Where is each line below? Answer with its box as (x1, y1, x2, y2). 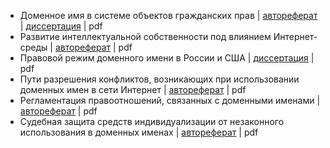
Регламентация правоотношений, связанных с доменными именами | (19, 95, 321, 106)
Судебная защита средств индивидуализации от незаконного (19, 116, 285, 127)
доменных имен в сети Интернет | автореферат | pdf (19, 84, 247, 95)
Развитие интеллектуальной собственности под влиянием (19, 31, 272, 42)
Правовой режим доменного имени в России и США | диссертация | (19, 52, 315, 64)
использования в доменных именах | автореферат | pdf (19, 126, 259, 138)
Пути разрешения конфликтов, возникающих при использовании (19, 73, 300, 85)
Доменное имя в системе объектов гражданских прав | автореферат (19, 10, 318, 21)
